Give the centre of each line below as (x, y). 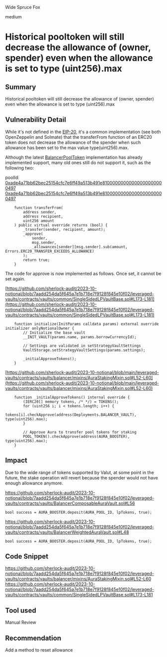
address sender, (40, 212)
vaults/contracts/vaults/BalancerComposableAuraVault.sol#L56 (70, 503)
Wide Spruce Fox (23, 7)
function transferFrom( (39, 208)
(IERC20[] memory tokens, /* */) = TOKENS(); (71, 402)
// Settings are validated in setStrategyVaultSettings (82, 346)
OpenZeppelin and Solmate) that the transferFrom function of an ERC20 (79, 137)
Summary (21, 87)
